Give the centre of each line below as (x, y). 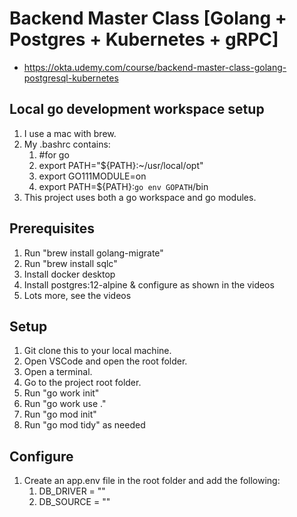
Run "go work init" (61, 393)
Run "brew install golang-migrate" (93, 253)
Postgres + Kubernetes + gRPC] (144, 39)
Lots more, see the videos (77, 295)
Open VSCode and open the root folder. (105, 361)
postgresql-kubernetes (71, 78)
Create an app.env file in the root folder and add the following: (152, 481)
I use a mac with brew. (70, 133)
